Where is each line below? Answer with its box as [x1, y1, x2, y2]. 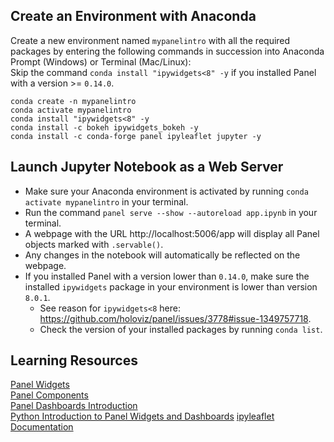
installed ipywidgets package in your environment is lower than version [24, 280, 318, 293]
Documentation [10, 421, 74, 433]
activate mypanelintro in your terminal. [24, 195, 189, 208]
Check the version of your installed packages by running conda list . [39, 323, 323, 335]
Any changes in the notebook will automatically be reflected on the [24, 249, 301, 261]
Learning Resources [10, 352, 138, 369]
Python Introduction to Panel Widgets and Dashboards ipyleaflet [10, 410, 275, 423]
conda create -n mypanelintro [10, 96, 137, 106]
